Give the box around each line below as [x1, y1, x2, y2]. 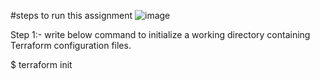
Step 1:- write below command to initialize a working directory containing [10, 29, 311, 40]
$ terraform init [10, 59, 73, 70]
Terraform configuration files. [10, 40, 132, 51]
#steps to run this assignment [10, 10, 133, 21]
